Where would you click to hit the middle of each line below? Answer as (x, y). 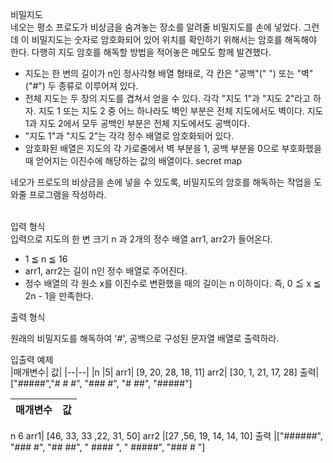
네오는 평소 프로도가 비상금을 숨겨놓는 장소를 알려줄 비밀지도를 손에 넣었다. (156, 27)
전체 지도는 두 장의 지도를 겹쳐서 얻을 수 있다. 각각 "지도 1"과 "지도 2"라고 (167, 98)
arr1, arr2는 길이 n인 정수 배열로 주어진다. (106, 271)
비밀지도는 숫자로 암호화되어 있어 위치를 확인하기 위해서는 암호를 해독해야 (174, 39)
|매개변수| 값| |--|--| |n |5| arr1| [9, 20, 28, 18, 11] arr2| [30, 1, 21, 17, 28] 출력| (165, 372)
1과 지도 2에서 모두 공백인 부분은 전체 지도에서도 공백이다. (137, 123)
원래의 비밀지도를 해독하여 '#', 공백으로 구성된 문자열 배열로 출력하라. (145, 338)
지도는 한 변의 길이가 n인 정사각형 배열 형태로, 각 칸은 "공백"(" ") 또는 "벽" (169, 73)
